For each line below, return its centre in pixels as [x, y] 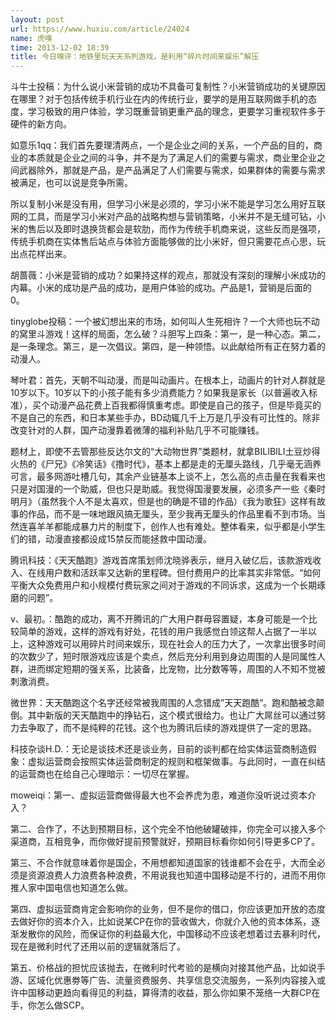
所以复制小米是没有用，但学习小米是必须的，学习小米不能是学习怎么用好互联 [168, 204]
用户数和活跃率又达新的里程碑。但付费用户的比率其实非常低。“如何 [183, 573]
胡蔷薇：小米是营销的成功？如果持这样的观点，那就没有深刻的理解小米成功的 [168, 275]
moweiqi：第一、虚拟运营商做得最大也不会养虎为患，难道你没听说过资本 [159, 795]
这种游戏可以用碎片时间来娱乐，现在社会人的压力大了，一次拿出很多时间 [176, 644]
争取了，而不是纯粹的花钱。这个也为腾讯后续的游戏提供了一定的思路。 [172, 728]
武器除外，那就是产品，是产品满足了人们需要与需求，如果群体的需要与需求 [172, 170]
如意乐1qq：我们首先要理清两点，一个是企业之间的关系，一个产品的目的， [162, 145]
